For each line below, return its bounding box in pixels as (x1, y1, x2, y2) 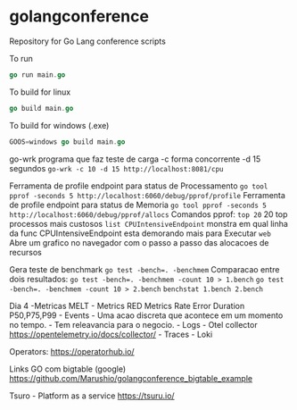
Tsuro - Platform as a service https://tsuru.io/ (9, 390, 176, 401)
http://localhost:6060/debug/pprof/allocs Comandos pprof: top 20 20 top (9, 208, 288, 220)
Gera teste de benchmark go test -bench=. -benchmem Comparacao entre (9, 264, 280, 274)
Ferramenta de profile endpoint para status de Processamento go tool (9, 180, 268, 191)
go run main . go (9, 70, 66, 79)
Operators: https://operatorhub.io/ (9, 346, 136, 356)
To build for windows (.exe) (9, 120, 110, 130)
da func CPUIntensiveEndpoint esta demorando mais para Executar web (9, 228, 272, 238)
